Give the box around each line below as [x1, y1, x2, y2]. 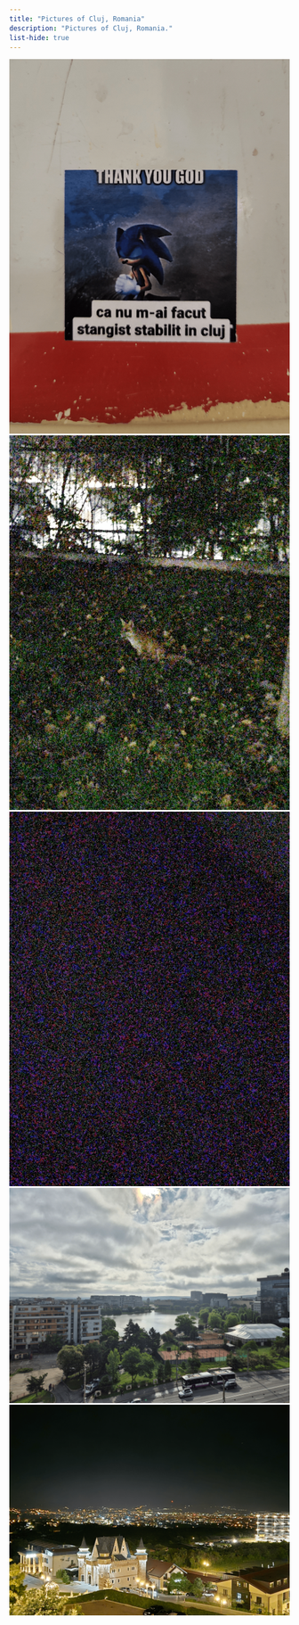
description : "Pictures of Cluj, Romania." [9, 23, 174, 33]
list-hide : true [9, 33, 69, 42]
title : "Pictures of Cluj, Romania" [9, 14, 145, 23]
